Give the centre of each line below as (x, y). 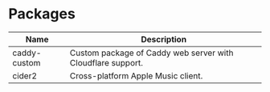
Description (164, 39)
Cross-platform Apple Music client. (136, 75)
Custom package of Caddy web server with (151, 53)
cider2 (25, 75)
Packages (42, 14)
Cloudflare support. (106, 62)
